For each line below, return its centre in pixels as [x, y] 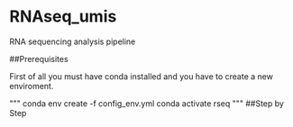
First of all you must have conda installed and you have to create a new [141, 76]
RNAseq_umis [63, 17]
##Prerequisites [39, 59]
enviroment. [32, 86]
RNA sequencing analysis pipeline [73, 41]
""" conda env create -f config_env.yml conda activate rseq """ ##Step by [146, 103]
